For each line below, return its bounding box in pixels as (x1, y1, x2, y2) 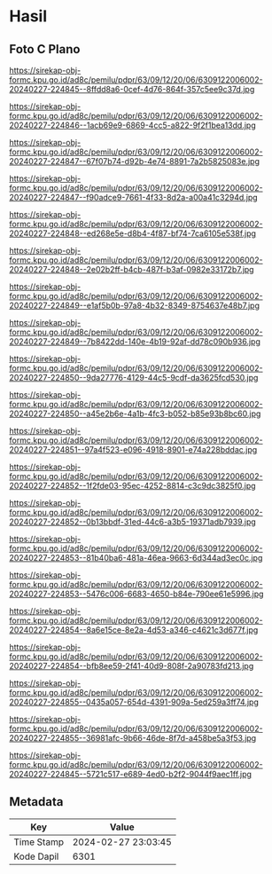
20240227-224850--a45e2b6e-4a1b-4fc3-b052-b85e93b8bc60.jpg (9, 408, 261, 419)
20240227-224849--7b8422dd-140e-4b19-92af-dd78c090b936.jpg (9, 336, 261, 347)
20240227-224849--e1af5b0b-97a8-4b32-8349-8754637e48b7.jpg (9, 300, 260, 311)
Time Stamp (13, 836, 65, 848)
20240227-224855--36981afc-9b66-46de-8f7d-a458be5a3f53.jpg (9, 733, 257, 743)
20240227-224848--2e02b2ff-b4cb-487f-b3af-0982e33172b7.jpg (9, 264, 254, 274)
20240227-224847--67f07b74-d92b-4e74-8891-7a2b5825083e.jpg (9, 156, 260, 166)
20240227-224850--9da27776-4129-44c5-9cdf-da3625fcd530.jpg (9, 373, 259, 382)
